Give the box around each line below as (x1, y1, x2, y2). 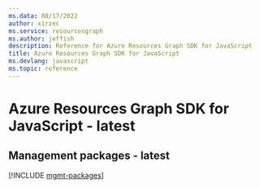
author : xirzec (8, 19, 60, 28)
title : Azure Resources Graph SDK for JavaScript (8, 49, 180, 58)
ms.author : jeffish (8, 34, 75, 43)
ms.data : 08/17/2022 (8, 11, 79, 20)
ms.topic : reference (8, 65, 79, 73)
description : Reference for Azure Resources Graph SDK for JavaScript (8, 42, 253, 50)
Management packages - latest (8, 149, 171, 163)
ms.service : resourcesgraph (8, 27, 104, 35)
